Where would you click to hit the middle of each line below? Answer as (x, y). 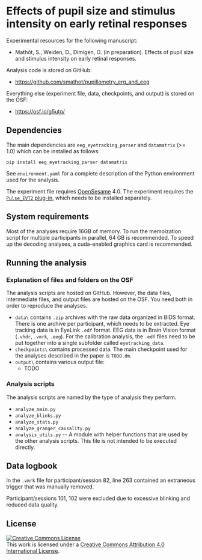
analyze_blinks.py (38, 416)
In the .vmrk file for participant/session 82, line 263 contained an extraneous (101, 480)
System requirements (47, 217)
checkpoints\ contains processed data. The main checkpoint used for (101, 349)
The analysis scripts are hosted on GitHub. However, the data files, (89, 293)
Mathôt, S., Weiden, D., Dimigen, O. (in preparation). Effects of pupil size (104, 52)
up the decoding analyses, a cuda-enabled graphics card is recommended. (99, 244)
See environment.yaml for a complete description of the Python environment (100, 173)
